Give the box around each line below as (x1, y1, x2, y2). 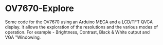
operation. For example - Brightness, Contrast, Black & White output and (5, 29, 150, 35)
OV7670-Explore (5, 3, 74, 14)
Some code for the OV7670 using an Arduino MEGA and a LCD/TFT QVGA (5, 19, 153, 25)
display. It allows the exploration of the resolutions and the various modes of (5, 24, 158, 30)
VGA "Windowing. (5, 34, 41, 40)
